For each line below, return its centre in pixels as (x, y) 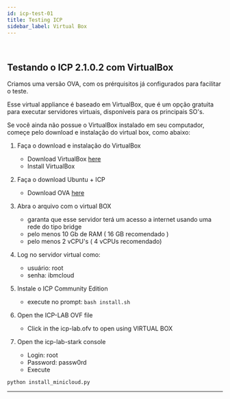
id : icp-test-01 (30, 13)
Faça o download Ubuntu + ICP (61, 180)
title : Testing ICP (35, 20)
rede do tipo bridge (54, 227)
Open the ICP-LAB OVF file (55, 315)
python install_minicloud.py (49, 383)
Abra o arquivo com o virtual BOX (64, 206)
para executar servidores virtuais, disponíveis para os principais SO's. (106, 112)
